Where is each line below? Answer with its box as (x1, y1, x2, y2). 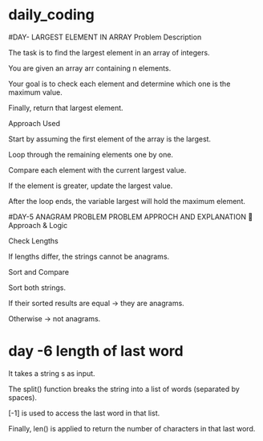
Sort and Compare (8, 267, 70, 276)
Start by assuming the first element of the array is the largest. (8, 134, 211, 144)
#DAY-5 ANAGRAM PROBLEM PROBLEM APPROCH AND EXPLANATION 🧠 (8, 211, 253, 222)
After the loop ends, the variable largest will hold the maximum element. (8, 196, 246, 206)
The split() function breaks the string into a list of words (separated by (8, 384, 241, 394)
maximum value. (8, 87, 63, 97)
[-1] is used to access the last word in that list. (8, 408, 160, 418)
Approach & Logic (8, 220, 68, 230)
